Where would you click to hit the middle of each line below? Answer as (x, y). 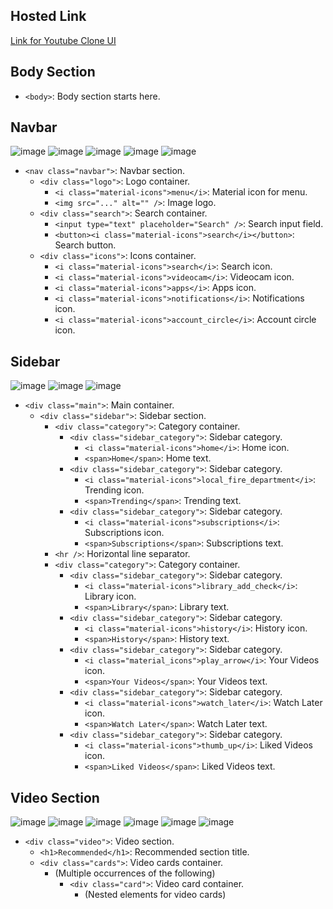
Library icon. (110, 596)
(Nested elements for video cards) (155, 895)
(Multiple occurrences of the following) (135, 873)
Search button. (85, 245)
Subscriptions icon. (124, 533)
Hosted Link (48, 16)
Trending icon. (114, 490)
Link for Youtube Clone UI (63, 40)
